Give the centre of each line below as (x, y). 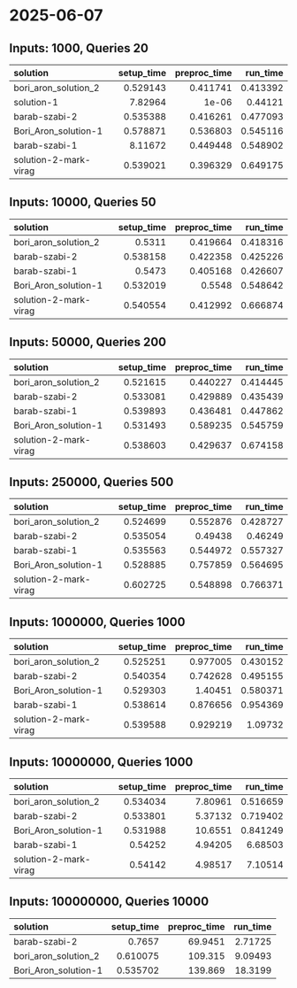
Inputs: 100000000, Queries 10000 (109, 902)
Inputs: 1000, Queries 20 (79, 48)
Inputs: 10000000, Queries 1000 (101, 762)
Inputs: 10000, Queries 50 (83, 202)
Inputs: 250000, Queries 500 (91, 482)
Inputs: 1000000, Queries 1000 (97, 622)
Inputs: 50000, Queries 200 (88, 342)
